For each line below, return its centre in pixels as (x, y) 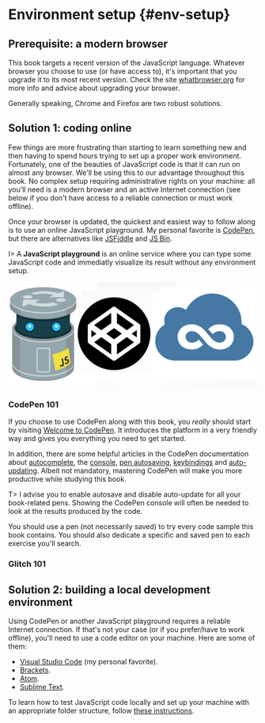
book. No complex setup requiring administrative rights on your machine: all (132, 181)
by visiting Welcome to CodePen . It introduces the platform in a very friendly (132, 430)
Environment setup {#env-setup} (119, 15)
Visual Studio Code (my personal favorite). (89, 662)
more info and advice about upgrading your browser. (94, 88)
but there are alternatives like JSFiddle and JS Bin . (90, 238)
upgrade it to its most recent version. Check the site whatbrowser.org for (127, 80)
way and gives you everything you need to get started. (97, 439)
